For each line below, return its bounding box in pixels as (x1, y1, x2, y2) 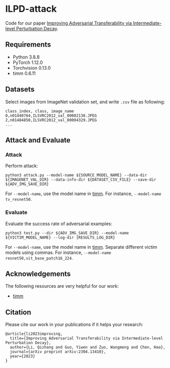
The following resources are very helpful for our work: (5, 283, 119, 289)
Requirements (5, 40, 51, 49)
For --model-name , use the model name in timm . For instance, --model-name (5, 190, 162, 197)
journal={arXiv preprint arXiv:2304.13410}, (10, 349, 106, 355)
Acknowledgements (5, 269, 71, 278)
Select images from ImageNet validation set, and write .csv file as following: (5, 98, 165, 105)
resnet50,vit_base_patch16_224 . (5, 254, 73, 261)
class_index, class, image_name (5, 109, 74, 114)
